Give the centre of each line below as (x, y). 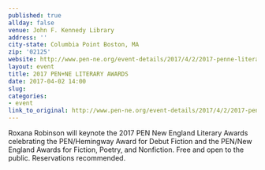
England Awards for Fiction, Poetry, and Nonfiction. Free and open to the (126, 150)
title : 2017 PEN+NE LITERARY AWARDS (68, 74)
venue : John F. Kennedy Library (61, 30)
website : (22, 60)
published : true (35, 15)
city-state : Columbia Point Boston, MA (74, 45)
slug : (17, 89)
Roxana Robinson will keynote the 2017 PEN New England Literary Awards (128, 133)
